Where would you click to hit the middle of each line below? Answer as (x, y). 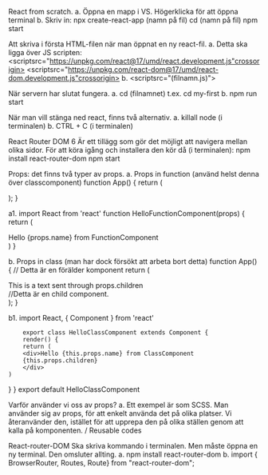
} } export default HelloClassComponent (74, 389)
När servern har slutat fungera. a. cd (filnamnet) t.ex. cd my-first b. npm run (133, 94)
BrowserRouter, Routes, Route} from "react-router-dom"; (102, 463)
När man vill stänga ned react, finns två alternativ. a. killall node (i (116, 118)
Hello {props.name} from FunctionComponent (83, 237)
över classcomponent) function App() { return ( (86, 182)
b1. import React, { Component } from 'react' (81, 318)
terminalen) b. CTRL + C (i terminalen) (71, 126)
